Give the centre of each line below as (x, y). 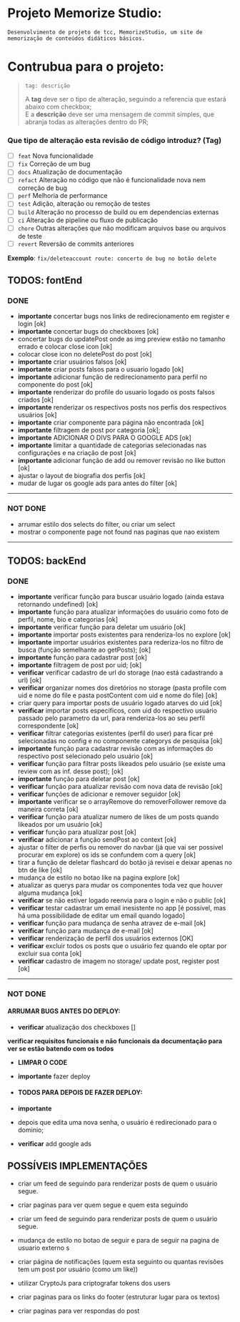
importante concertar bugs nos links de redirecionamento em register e (124, 317)
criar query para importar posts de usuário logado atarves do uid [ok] (120, 703)
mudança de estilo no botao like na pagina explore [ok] (99, 878)
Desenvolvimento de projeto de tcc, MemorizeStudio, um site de (105, 32)
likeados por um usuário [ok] (60, 825)
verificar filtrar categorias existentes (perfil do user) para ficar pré (115, 733)
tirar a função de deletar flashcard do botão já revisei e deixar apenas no (125, 863)
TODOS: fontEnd (45, 280)
